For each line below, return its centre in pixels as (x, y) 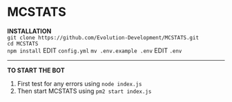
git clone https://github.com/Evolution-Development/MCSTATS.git (103, 38)
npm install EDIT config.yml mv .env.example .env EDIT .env (95, 50)
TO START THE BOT (36, 70)
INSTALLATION (29, 31)
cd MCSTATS (23, 43)
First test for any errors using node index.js (79, 83)
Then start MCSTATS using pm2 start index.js (84, 91)
